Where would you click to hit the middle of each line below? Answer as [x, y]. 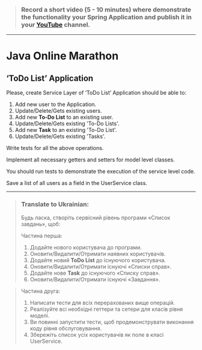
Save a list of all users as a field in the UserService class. [77, 183]
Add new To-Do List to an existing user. [64, 117]
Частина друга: [41, 291]
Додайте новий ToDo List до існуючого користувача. [98, 260]
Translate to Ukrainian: [55, 204]
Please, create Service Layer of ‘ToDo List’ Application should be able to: [96, 93]
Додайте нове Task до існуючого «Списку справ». [95, 273]
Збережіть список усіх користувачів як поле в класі [97, 334]
